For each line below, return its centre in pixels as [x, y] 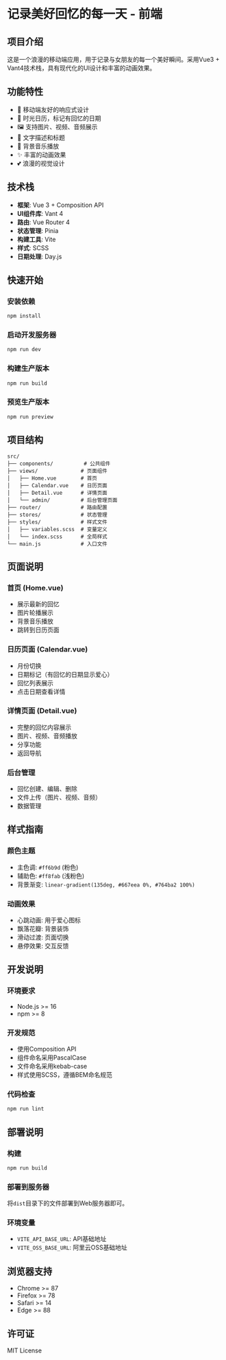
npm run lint [26, 1109]
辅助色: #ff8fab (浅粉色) [51, 876]
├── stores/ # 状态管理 [57, 515]
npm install [24, 316]
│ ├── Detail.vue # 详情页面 [57, 493]
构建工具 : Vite [36, 239]
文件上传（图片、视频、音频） [59, 797]
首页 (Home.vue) [35, 588]
